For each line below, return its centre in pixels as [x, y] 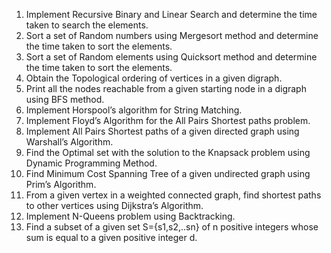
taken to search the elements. [87, 25]
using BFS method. [65, 99]
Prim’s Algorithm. [61, 184]
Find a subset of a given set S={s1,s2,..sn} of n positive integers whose [172, 227]
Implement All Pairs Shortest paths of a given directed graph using [162, 131]
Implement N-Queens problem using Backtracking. [130, 216]
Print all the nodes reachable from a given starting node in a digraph [166, 88]
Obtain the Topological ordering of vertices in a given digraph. [154, 78]
